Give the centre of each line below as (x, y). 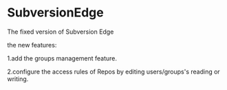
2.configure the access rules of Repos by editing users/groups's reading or (113, 71)
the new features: (32, 45)
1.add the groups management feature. (62, 58)
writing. (18, 79)
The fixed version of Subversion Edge (61, 32)
